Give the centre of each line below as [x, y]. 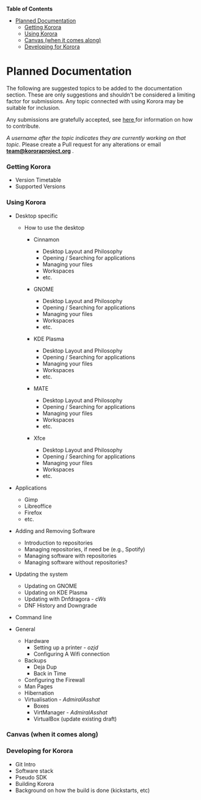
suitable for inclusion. [33, 108]
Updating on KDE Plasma [56, 592]
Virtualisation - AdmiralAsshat [62, 699]
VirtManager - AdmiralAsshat [71, 712]
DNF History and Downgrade [60, 605]
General [25, 629]
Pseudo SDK [31, 777]
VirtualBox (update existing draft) [75, 719]
